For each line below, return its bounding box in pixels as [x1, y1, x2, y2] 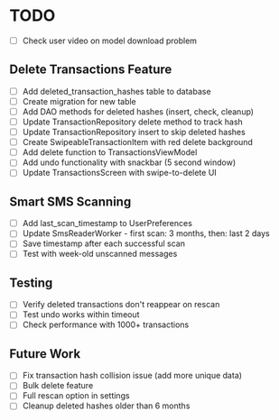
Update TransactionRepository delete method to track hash [22, 116, 244, 127]
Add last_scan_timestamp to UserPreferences [22, 218, 192, 229]
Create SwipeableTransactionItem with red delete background [22, 137, 253, 148]
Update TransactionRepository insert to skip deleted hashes [22, 127, 246, 138]
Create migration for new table [22, 96, 137, 106]
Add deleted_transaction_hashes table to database [22, 86, 211, 96]
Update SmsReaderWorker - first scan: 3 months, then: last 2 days [22, 228, 270, 239]
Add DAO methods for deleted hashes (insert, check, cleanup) [22, 105, 255, 117]
